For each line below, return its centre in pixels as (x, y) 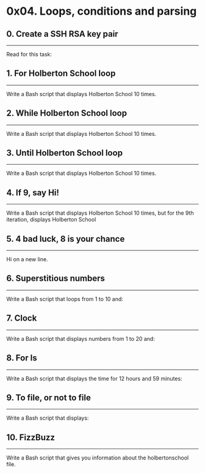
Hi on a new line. (27, 259)
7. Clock (22, 318)
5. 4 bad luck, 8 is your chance (66, 239)
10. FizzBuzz (31, 437)
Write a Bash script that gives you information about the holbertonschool (98, 458)
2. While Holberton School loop (67, 114)
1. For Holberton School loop (61, 74)
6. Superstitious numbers (56, 279)
